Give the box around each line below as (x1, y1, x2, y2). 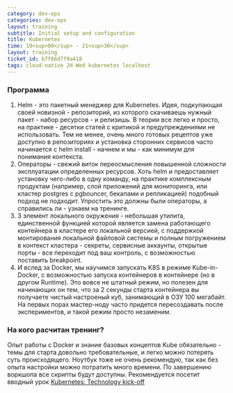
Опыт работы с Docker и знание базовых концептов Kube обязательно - (7, 341, 221, 349)
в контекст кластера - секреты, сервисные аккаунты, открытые (17, 241, 208, 249)
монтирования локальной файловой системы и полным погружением (17, 234, 226, 242)
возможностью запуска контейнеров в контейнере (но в (46, 271, 216, 279)
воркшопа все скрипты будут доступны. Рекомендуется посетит (7, 370, 200, 379)
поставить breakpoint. (17, 255, 83, 264)
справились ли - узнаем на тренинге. (17, 204, 129, 212)
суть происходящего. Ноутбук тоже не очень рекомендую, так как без (7, 355, 218, 364)
